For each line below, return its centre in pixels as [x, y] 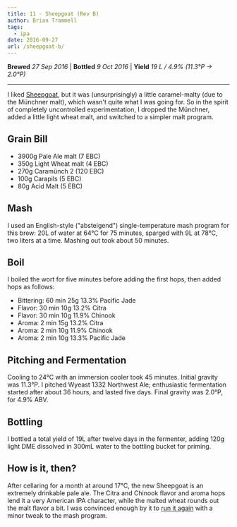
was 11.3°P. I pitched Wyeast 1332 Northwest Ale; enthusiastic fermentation [117, 384]
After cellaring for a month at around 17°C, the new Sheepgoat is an [105, 485]
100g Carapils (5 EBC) [49, 178]
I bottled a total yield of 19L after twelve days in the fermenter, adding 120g [116, 439]
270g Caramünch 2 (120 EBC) [61, 171]
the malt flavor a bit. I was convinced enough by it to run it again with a [110, 508]
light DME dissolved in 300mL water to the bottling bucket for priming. [109, 447]
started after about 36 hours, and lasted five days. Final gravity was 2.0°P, [115, 392]
